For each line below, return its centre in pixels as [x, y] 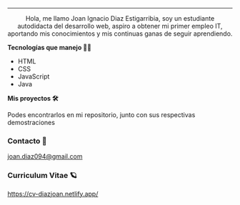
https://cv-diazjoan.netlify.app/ [53, 194]
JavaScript [34, 76]
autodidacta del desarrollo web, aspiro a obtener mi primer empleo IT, [120, 26]
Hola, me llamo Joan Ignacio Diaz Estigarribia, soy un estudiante [120, 18]
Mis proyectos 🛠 [33, 98]
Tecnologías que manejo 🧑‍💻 [49, 47]
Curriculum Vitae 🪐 [42, 176]
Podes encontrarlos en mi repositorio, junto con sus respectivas [101, 115]
